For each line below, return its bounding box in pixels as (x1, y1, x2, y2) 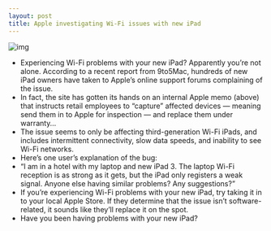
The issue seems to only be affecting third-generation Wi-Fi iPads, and (19, 127, 257, 137)
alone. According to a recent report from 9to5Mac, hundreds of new (19, 66, 248, 76)
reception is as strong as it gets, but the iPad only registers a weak (19, 170, 243, 180)
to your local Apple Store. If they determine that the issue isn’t (19, 196, 227, 206)
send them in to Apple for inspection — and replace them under (19, 109, 234, 119)
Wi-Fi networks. (19, 144, 75, 154)
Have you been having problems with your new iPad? (19, 213, 199, 223)
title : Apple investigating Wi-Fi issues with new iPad (8, 20, 201, 28)
